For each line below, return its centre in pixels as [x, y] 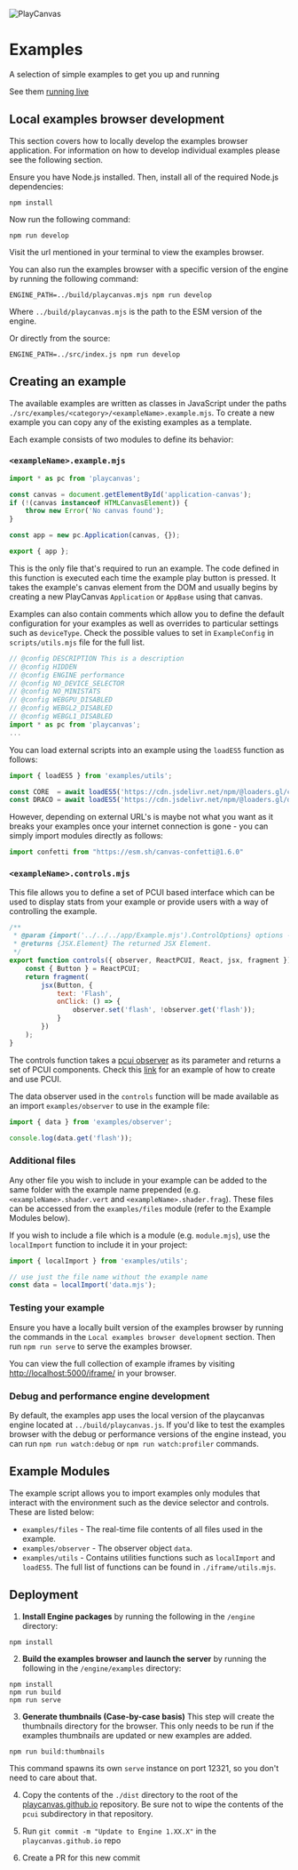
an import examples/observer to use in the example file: [110, 1105]
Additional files [43, 1160]
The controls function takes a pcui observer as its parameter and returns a [145, 1060]
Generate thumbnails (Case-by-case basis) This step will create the [148, 1716]
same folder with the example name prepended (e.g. [105, 1189]
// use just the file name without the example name [109, 1277]
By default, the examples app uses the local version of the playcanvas [137, 1415]
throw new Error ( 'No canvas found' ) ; [95, 511]
